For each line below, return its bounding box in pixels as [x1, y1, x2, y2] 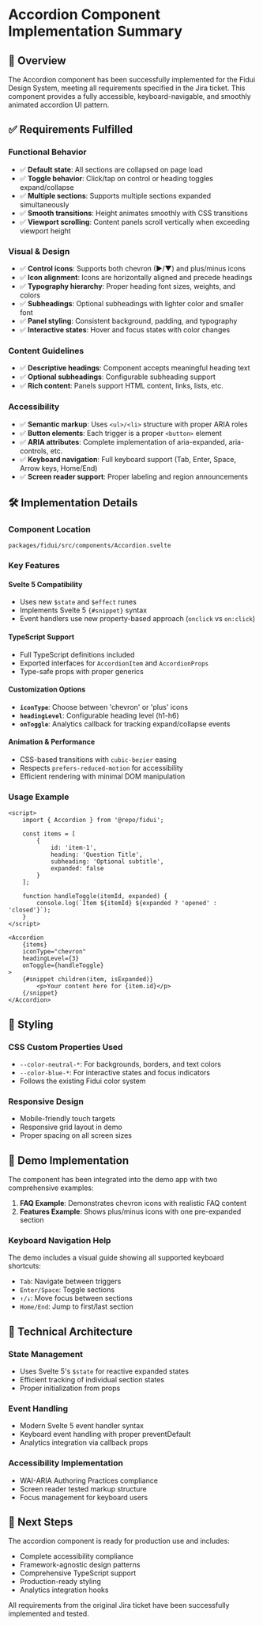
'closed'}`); [8, 906, 51, 915]
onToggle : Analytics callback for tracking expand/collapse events [19, 718, 231, 729]
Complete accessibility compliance [19, 1552, 134, 1561]
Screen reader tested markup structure [19, 1484, 148, 1493]
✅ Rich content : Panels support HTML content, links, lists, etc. [19, 381, 224, 391]
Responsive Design [8, 1096, 85, 1107]
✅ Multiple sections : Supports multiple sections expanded [19, 191, 212, 200]
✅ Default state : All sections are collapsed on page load [19, 165, 203, 174]
